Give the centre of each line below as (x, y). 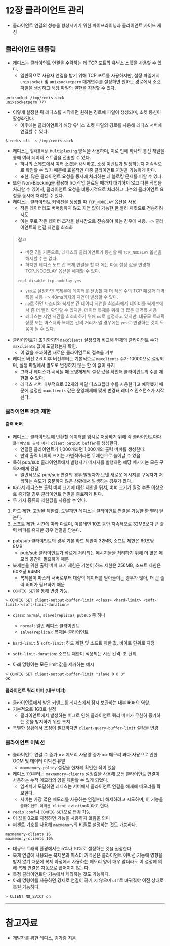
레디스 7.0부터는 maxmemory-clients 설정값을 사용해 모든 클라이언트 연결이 (86, 774)
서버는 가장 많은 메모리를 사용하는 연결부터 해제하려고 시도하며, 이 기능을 (92, 799)
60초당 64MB (26, 572)
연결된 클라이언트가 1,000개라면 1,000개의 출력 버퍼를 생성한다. (83, 449)
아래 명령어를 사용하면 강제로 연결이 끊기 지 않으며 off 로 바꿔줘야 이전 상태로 (88, 880)
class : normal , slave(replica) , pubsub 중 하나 (59, 615)
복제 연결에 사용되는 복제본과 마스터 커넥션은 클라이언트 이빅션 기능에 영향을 (88, 855)
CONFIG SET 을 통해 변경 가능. (41, 591)
